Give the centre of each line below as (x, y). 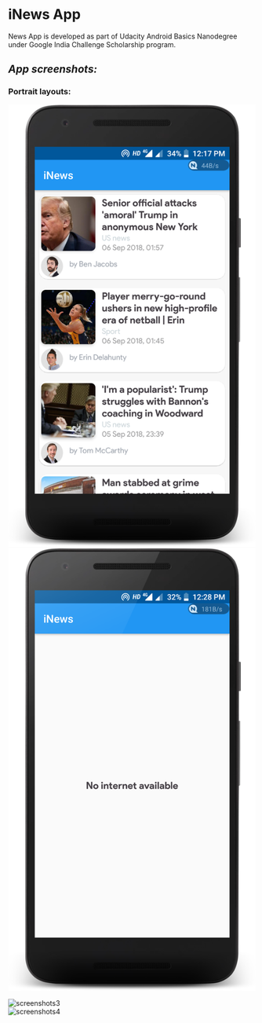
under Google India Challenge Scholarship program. (92, 44)
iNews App (44, 15)
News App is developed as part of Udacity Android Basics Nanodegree (123, 36)
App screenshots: (53, 70)
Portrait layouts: (40, 92)
